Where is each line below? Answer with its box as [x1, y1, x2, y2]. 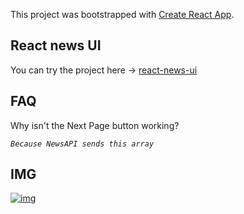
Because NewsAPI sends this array [10, 139, 155, 149]
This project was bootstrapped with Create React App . [10, 9, 235, 20]
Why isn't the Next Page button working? [10, 119, 180, 131]
